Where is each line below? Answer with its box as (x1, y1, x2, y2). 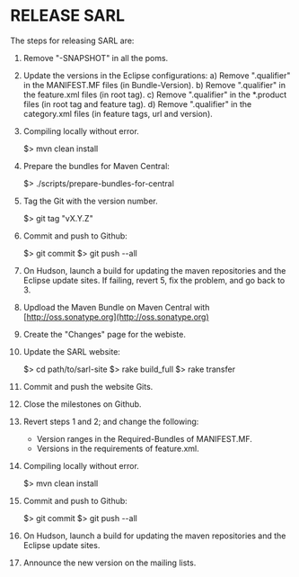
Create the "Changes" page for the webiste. (22, 329, 187, 339)
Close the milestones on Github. (22, 398, 142, 410)
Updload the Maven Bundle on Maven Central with (22, 302, 210, 312)
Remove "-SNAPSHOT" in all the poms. (22, 52, 169, 63)
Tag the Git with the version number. (22, 195, 158, 206)
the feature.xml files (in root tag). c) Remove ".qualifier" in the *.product (22, 89, 287, 100)
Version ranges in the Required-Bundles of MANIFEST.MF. (36, 433, 252, 444)
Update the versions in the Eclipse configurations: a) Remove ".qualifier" (22, 69, 291, 81)
